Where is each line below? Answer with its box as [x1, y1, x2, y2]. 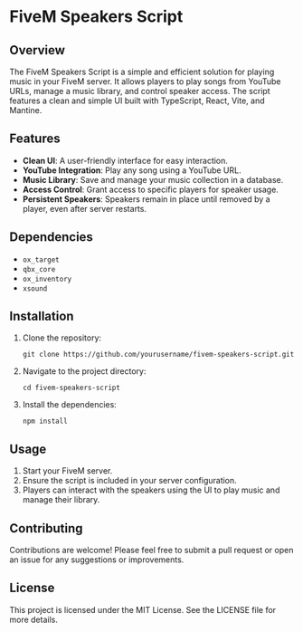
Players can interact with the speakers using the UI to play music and [22, 484, 280, 495]
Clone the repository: [22, 332, 102, 343]
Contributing [9, 521, 83, 536]
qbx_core [22, 264, 56, 273]
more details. [9, 614, 59, 625]
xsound [22, 283, 48, 293]
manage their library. [22, 494, 100, 505]
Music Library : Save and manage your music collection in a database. [22, 174, 284, 185]
